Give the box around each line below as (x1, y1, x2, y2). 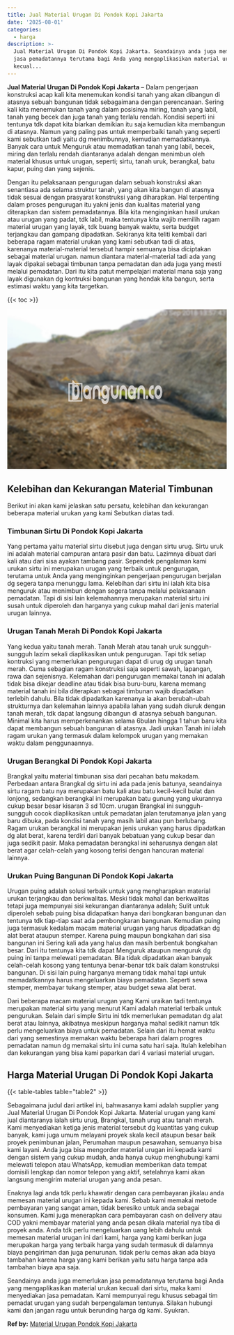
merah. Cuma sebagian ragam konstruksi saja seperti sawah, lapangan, (7, 664, 212, 673)
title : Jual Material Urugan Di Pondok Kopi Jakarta (7, 11, 164, 18)
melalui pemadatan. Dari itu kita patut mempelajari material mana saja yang (7, 267, 223, 275)
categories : (7, 26, 42, 33)
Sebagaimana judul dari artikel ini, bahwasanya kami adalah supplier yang (7, 1101, 219, 1109)
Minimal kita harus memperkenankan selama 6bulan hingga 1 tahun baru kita (7, 716, 227, 725)
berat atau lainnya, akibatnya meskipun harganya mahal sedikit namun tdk (7, 1019, 219, 1028)
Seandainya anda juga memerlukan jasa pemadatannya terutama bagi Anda (7, 1276, 224, 1285)
